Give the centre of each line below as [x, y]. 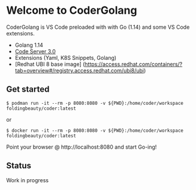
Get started [28, 90]
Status [19, 166]
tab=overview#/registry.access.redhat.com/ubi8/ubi [79, 70]
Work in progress [28, 180]
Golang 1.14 [29, 45]
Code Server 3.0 [35, 51]
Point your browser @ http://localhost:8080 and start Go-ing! [82, 147]
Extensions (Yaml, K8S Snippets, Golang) [66, 58]
